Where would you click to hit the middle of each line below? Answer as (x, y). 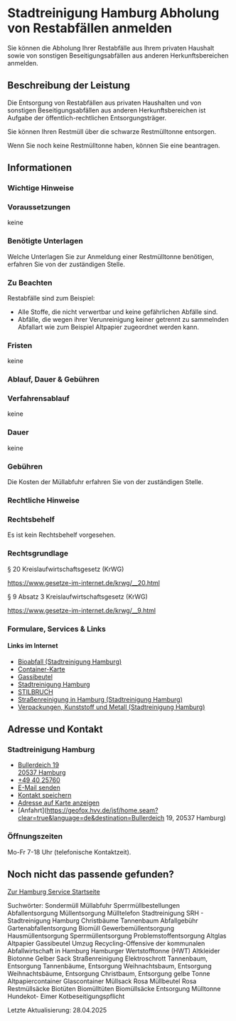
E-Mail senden (39, 787)
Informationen (40, 168)
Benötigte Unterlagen (45, 241)
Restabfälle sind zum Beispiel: (51, 298)
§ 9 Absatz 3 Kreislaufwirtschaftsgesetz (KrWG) (77, 597)
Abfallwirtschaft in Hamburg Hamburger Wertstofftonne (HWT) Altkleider (114, 951)
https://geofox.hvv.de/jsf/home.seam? (102, 810)
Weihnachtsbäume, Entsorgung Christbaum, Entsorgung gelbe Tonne (109, 973)
